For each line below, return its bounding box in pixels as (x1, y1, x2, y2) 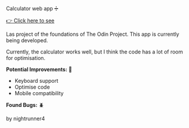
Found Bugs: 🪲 (6, 102, 44, 108)
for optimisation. (6, 55, 46, 61)
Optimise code (14, 83, 50, 90)
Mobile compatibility (14, 90, 64, 96)
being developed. (6, 37, 49, 43)
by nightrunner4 (6, 115, 45, 122)
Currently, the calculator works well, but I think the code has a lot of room (6, 48, 183, 55)
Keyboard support (14, 78, 59, 84)
